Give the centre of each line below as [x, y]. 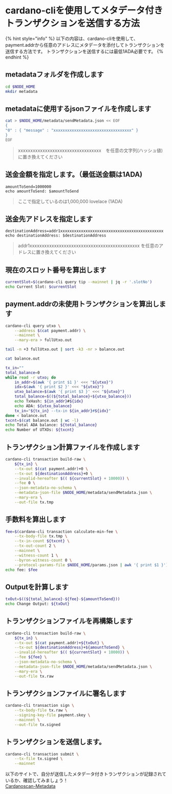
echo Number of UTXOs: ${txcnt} [40, 430]
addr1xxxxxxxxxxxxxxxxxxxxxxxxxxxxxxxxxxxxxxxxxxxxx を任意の [88, 246]
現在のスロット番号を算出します [56, 270]
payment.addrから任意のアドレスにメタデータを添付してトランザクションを [85, 45]
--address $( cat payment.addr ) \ [50, 331]
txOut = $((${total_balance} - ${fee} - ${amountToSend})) [63, 599]
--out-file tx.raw [34, 676]
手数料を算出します [36, 519]
